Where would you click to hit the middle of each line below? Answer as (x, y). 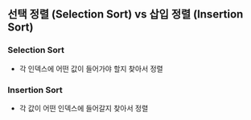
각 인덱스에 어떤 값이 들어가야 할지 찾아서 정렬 (91, 68)
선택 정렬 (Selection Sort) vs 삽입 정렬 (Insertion (125, 14)
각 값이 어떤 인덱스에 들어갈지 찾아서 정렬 (84, 108)
